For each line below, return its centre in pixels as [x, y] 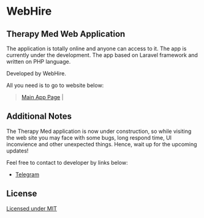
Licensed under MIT [32, 208]
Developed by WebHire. [36, 73]
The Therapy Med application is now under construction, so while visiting [99, 131]
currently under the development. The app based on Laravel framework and [102, 55]
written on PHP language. [39, 62]
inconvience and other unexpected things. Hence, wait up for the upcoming [102, 144]
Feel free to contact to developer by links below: [67, 162]
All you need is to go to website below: [55, 85]
